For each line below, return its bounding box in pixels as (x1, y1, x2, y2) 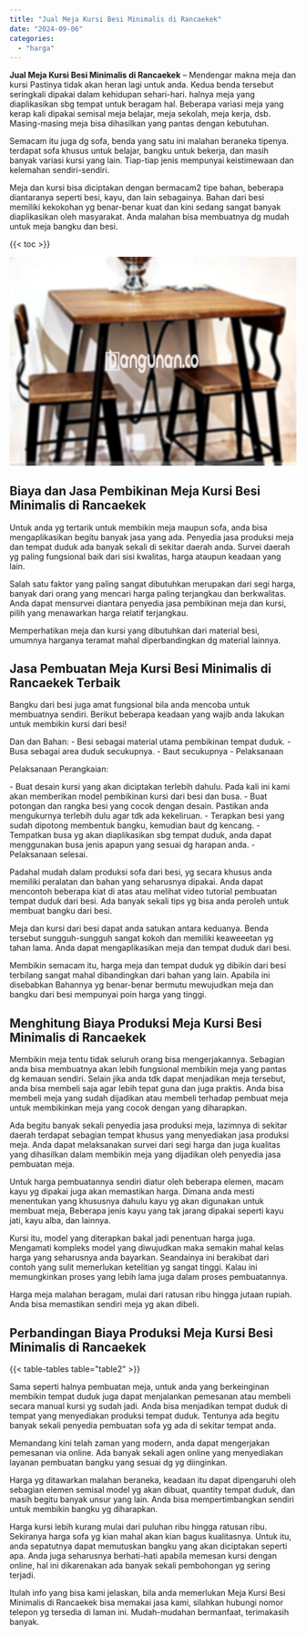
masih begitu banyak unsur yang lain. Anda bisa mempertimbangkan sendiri (9, 1494, 294, 1505)
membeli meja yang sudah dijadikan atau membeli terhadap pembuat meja (9, 1093, 289, 1104)
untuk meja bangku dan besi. (9, 221, 118, 232)
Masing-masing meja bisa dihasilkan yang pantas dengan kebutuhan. (9, 118, 270, 129)
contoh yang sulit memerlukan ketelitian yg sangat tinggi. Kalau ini (9, 1262, 258, 1273)
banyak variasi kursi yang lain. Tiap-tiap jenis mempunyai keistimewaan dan (9, 155, 294, 166)
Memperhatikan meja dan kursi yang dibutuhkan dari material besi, (9, 625, 260, 636)
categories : (9, 34, 55, 43)
